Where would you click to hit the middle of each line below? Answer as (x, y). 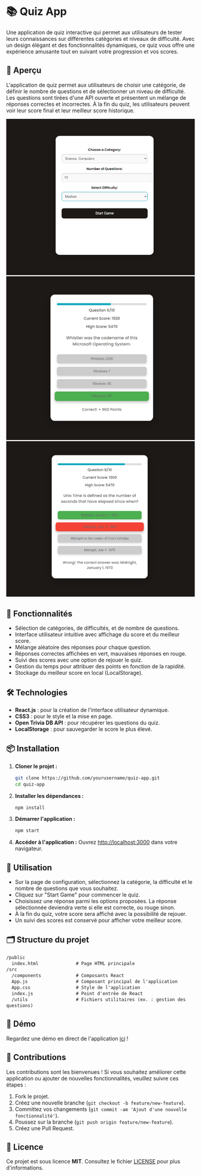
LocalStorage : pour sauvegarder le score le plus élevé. (83, 729)
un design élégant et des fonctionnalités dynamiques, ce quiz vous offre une (100, 45)
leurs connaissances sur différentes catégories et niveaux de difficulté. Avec (100, 38)
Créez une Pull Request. (45, 1128)
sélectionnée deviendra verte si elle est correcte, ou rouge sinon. (95, 907)
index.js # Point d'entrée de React (77, 993)
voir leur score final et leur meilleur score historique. (71, 110)
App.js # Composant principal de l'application (95, 981)
